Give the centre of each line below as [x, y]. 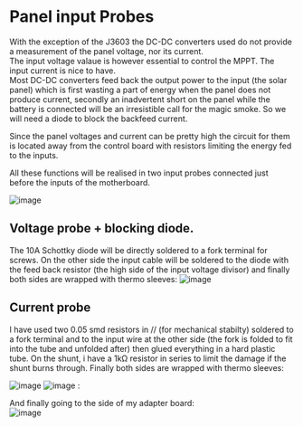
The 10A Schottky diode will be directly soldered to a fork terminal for [139, 250]
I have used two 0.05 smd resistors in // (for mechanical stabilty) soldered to [151, 329]
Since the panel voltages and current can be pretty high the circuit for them [150, 136]
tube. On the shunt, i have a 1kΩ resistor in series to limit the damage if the [148, 358]
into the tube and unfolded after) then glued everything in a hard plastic [142, 348]
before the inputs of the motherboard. [80, 182]
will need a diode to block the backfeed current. [99, 119]
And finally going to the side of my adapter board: [102, 403]
